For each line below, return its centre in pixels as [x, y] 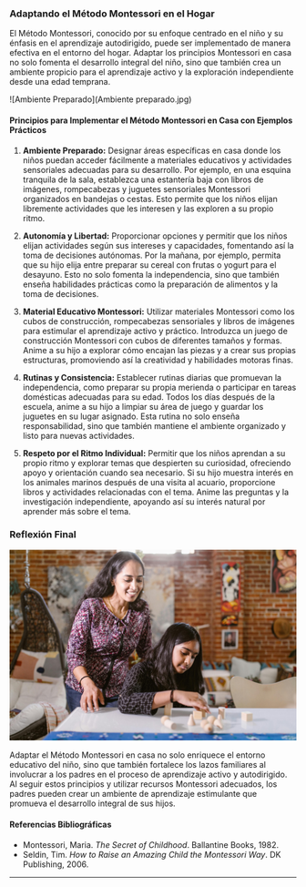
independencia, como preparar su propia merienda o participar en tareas [159, 387]
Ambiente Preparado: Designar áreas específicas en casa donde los [152, 150]
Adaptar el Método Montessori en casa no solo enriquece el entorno [138, 755]
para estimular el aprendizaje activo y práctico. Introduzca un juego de [155, 331]
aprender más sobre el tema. [76, 511]
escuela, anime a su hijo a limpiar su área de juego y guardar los [143, 406]
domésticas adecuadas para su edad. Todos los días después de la [149, 397]
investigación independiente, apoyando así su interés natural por [144, 501]
